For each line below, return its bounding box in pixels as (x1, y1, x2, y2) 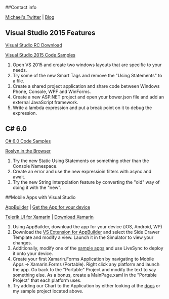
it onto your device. (12, 250, 53, 257)
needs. (12, 67, 27, 73)
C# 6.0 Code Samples (5, 138, 51, 144)
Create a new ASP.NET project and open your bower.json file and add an (12, 93, 164, 100)
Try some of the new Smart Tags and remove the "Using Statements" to (12, 72, 162, 78)
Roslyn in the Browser (5, 147, 51, 154)
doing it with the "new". (12, 184, 62, 190)
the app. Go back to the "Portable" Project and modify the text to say (12, 266, 156, 272)
